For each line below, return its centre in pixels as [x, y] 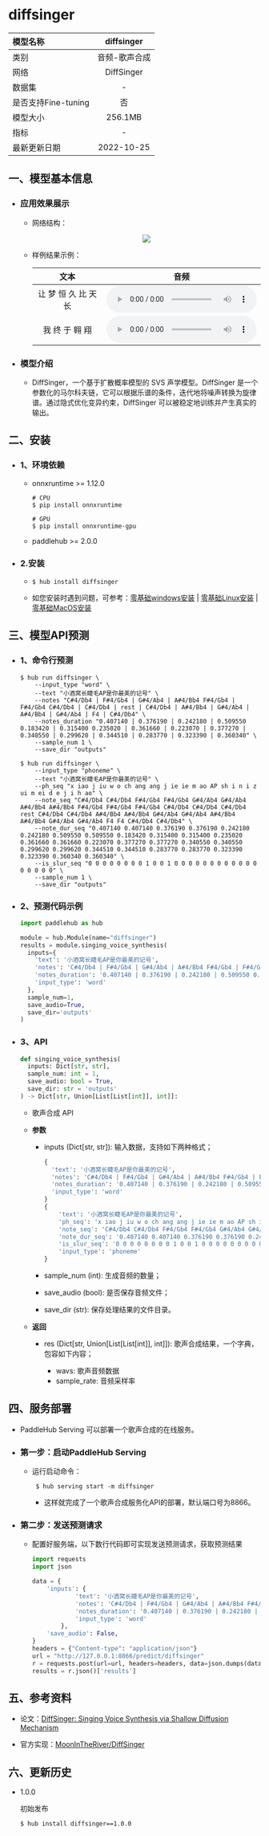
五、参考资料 [40, 1697]
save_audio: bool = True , [70, 1082]
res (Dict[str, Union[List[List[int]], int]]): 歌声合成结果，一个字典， [151, 1344]
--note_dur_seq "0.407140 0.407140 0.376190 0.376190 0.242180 [142, 828]
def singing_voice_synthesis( [70, 1059]
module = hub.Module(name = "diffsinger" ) [88, 937]
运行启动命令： [56, 1471]
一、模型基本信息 [50, 179]
